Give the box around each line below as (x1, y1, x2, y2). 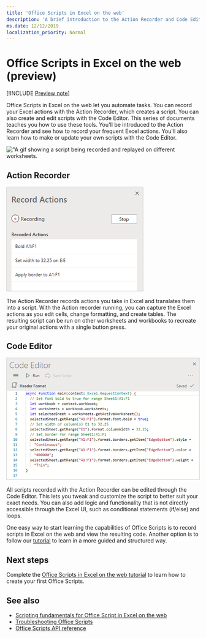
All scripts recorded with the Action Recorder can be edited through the (6, 486, 187, 494)
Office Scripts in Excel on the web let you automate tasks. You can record (6, 102, 192, 109)
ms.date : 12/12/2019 (6, 23, 59, 29)
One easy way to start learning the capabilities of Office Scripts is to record (6, 524, 197, 531)
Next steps (6, 555, 49, 565)
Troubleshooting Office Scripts (15, 618, 93, 625)
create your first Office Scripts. (6, 577, 85, 585)
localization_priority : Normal (6, 29, 86, 36)
